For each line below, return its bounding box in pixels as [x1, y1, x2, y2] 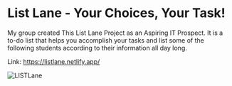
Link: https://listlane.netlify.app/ [7, 57, 100, 65]
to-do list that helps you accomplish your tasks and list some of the [7, 36, 204, 44]
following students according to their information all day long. [7, 43, 187, 52]
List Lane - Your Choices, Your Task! [7, 5, 226, 21]
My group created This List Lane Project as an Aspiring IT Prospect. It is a [7, 28, 223, 37]
